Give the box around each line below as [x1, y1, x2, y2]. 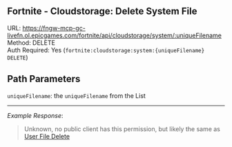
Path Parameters [7, 73, 81, 85]
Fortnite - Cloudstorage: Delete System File [7, 6, 197, 17]
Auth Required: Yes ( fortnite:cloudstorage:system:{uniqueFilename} [7, 46, 205, 54]
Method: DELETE [7, 38, 55, 47]
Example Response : [7, 111, 64, 119]
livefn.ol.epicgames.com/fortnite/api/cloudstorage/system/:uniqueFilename [7, 31, 222, 39]
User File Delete [23, 132, 70, 140]
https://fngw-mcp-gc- [22, 23, 86, 32]
